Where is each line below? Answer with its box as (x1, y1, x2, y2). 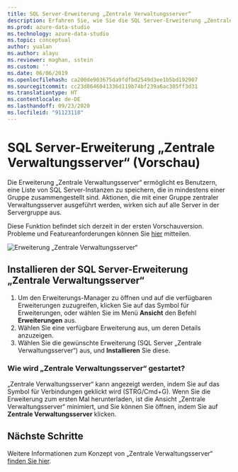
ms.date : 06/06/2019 (7, 69, 69, 76)
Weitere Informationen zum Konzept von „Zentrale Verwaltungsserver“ (7, 449, 213, 457)
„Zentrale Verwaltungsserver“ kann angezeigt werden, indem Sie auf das (7, 379, 220, 388)
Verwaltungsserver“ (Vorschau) (7, 154, 200, 171)
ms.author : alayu (7, 50, 59, 57)
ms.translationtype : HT (7, 89, 78, 96)
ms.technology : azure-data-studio (7, 30, 110, 38)
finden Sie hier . (7, 456, 52, 465)
